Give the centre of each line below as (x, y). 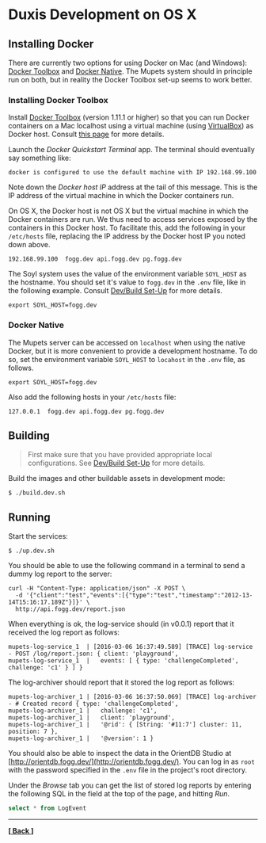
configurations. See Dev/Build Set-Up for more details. (116, 463)
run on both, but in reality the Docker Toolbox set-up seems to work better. (130, 80)
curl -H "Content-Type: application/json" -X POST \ (97, 589)
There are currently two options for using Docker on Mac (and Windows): (128, 63)
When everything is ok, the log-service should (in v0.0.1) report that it (122, 624)
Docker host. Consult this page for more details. (86, 134)
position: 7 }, (33, 732)
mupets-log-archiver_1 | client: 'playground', (92, 718)
